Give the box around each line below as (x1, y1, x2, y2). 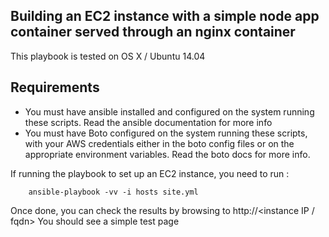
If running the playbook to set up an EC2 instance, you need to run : (10, 167, 290, 179)
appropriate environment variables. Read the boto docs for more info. (24, 148, 311, 160)
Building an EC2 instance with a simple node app (10, 8, 320, 25)
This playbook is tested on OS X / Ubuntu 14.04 (10, 50, 206, 62)
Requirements (10, 79, 100, 96)
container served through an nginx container (10, 24, 296, 41)
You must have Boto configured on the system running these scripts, (24, 127, 308, 139)
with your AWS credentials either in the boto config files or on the (24, 137, 295, 149)
